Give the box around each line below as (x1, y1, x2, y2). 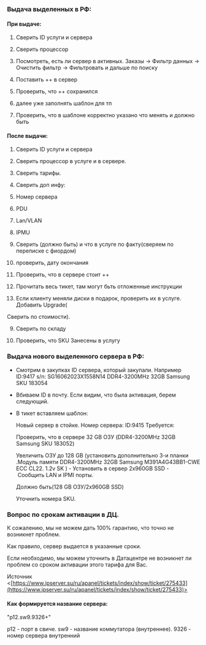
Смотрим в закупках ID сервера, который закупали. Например (15, 366, 181, 373)
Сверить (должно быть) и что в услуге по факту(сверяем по (15, 241, 174, 248)
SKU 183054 (15, 379, 48, 386)
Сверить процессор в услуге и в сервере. (15, 158, 126, 165)
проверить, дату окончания (15, 259, 88, 267)
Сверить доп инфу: (15, 181, 66, 189)
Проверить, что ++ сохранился (15, 88, 98, 95)
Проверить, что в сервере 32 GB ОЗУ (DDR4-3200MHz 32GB (15, 433, 176, 440)
